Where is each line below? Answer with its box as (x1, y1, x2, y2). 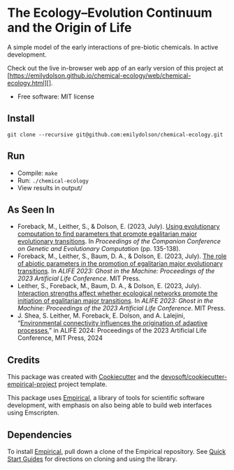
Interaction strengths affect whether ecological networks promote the (17, 289, 218, 298)
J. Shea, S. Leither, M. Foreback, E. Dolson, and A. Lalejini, (17, 311, 186, 320)
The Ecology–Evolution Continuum (7, 5, 212, 21)
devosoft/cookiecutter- (160, 373, 228, 381)
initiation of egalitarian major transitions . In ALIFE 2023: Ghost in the (17, 297, 214, 305)
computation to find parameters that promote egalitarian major (17, 229, 198, 238)
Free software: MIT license (17, 92, 94, 101)
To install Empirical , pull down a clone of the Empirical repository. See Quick (7, 448, 226, 455)
